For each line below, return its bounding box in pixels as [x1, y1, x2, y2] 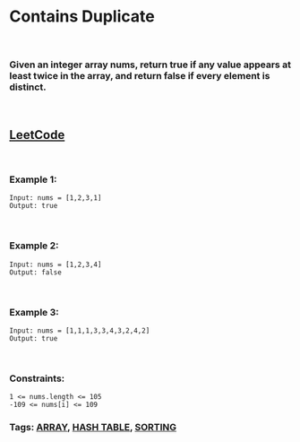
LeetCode [9, 127, 65, 143]
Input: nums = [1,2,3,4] [9, 260, 102, 269]
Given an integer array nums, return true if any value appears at [9, 58, 291, 71]
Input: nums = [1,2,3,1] [9, 194, 102, 203]
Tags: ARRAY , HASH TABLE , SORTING [9, 421, 177, 434]
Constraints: [9, 372, 65, 385]
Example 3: [9, 306, 60, 318]
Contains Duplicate [9, 6, 155, 27]
